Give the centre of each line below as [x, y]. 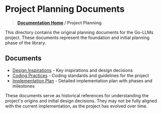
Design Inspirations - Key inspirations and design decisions [73, 70]
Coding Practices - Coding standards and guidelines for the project [81, 76]
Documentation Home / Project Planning [59, 23]
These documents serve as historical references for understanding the [77, 95]
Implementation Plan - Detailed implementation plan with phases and [82, 80]
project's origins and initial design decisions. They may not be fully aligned [81, 101]
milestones [23, 86]
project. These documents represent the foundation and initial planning [77, 38]
